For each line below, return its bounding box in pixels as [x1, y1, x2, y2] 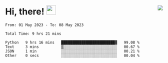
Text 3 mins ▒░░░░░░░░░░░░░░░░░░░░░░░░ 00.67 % [5, 44, 140, 49]
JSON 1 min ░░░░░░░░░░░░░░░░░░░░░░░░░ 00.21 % [5, 48, 140, 53]
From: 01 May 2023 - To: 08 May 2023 [5, 22, 84, 27]
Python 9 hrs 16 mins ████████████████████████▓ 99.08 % [5, 40, 140, 45]
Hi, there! [5, 6, 44, 17]
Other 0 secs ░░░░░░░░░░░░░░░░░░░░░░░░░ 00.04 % [5, 53, 140, 58]
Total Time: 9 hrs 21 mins [5, 31, 61, 36]
